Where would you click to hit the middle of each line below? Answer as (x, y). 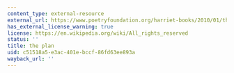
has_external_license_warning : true (60, 26)
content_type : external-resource (56, 14)
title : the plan (31, 46)
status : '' (23, 40)
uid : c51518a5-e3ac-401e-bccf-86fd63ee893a (71, 53)
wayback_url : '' (31, 59)
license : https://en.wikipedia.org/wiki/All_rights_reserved (98, 33)
